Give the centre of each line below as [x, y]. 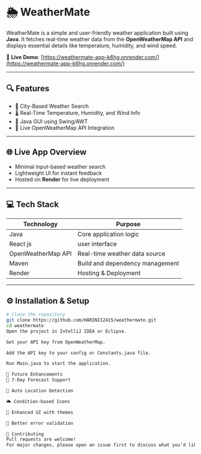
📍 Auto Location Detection [40, 391]
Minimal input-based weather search [60, 166]
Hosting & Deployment [109, 273]
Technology [40, 224]
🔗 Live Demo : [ [25, 57]
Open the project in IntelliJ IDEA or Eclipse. [67, 331]
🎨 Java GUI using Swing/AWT [51, 121]
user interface [97, 244]
